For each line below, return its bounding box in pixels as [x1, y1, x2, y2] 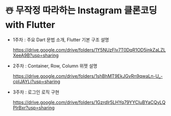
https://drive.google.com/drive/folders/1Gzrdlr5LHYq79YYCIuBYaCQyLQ [12, 99, 166, 105]
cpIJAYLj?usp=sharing [12, 78, 60, 84]
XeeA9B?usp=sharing [12, 52, 59, 58]
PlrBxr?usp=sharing [12, 104, 55, 110]
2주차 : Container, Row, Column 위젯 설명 [12, 62, 98, 69]
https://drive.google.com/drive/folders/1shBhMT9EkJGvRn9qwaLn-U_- [12, 73, 163, 79]
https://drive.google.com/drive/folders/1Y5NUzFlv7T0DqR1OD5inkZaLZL [12, 47, 166, 53]
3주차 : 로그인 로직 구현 [12, 89, 60, 95]
